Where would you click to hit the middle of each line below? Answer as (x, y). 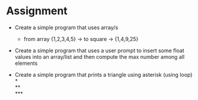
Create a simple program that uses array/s (66, 27)
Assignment (37, 11)
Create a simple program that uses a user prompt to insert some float (99, 50)
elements (26, 63)
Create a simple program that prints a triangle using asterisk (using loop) (103, 74)
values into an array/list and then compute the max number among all (100, 57)
